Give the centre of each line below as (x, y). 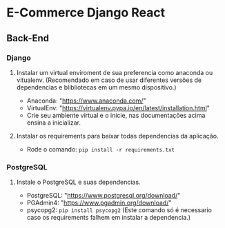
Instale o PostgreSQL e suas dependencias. (78, 182)
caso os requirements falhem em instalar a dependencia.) (109, 218)
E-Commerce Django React (86, 13)
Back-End (28, 38)
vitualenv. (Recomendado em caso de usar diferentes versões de (109, 80)
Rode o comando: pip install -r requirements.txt (101, 149)
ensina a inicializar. (53, 123)
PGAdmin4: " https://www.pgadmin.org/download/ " (99, 203)
